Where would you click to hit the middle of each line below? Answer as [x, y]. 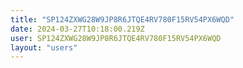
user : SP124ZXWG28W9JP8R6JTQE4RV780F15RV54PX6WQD [116, 38]
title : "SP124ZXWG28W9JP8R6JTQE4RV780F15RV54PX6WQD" [122, 19]
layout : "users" [44, 47]
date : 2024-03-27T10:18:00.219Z [77, 29]
